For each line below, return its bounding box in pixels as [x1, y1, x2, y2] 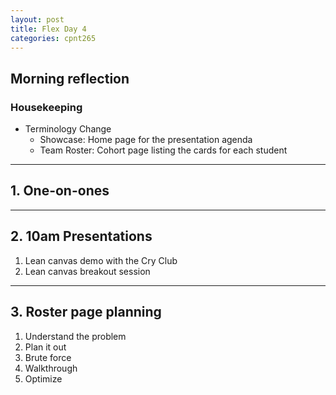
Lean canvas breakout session [24, 265, 151, 277]
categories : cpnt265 [10, 33, 97, 43]
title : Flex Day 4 [10, 24, 87, 34]
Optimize [24, 372, 63, 385]
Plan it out [24, 341, 67, 353]
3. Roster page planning [10, 304, 162, 321]
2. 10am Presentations [10, 228, 153, 245]
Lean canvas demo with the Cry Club [24, 254, 178, 266]
